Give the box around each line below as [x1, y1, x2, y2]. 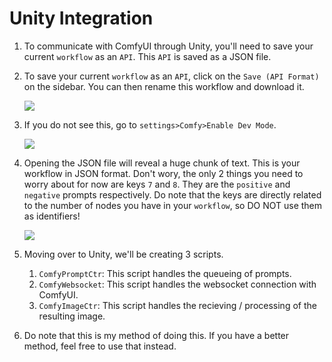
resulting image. [38, 310, 106, 322]
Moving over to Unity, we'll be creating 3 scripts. [23, 248, 224, 260]
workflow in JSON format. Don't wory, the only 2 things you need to [23, 167, 304, 179]
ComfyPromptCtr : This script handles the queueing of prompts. [38, 267, 292, 279]
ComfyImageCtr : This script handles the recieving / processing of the [38, 299, 317, 311]
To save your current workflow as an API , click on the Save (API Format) [23, 70, 320, 82]
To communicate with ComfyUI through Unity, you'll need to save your [23, 40, 314, 52]
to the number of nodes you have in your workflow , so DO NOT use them [23, 199, 323, 211]
